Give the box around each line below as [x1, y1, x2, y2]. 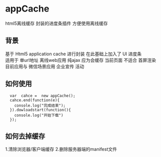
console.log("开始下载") [14, 113, 64, 118]
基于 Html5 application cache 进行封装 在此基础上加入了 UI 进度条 [5, 51, 142, 57]
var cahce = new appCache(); [10, 93, 76, 98]
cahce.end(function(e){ [10, 98, 60, 103]
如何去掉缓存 [5, 132, 45, 140]
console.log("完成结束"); [14, 103, 66, 108]
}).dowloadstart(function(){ [10, 107, 71, 112]
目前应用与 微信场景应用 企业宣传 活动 [5, 63, 84, 69]
